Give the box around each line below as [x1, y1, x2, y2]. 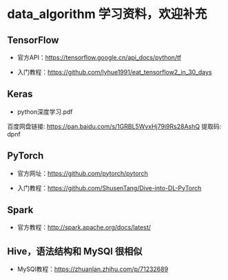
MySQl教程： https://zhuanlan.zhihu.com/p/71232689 [17, 265, 169, 273]
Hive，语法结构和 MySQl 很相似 [7, 246, 143, 257]
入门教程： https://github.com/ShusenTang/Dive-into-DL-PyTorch [17, 183, 202, 192]
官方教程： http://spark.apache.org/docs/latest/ [17, 223, 152, 232]
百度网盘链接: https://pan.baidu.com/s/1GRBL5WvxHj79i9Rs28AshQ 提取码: [7, 122, 222, 130]
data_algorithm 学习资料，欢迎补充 [7, 6, 207, 22]
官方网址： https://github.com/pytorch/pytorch [17, 169, 148, 177]
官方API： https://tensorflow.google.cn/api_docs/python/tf [17, 53, 181, 61]
